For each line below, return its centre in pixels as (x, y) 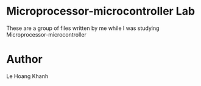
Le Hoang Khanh (27, 76)
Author (24, 59)
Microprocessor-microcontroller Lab (101, 11)
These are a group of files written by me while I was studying (83, 28)
